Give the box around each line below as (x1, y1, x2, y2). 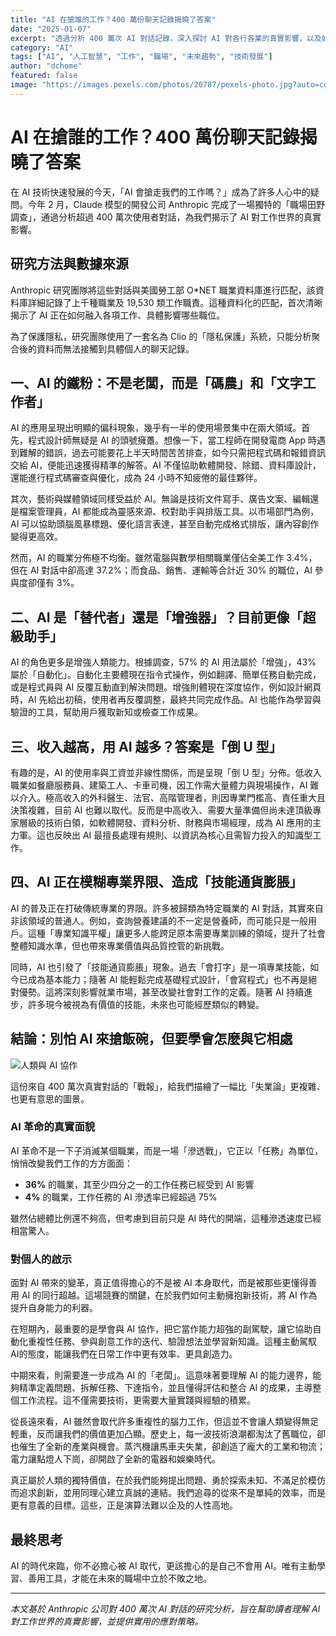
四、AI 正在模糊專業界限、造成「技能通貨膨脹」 (10, 874, 303, 891)
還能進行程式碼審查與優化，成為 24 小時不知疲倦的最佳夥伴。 (10, 472, 263, 484)
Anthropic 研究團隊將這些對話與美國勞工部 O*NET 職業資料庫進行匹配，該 (10, 284, 316, 296)
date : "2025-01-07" (10, 24, 92, 34)
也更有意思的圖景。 (10, 1092, 90, 1105)
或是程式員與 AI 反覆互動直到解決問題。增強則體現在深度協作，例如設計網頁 (10, 681, 322, 693)
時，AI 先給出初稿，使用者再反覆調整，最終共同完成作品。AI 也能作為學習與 (10, 694, 322, 706)
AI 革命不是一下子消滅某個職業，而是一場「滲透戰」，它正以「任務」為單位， (10, 1144, 324, 1156)
